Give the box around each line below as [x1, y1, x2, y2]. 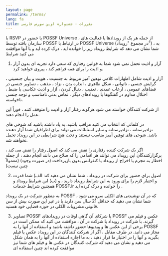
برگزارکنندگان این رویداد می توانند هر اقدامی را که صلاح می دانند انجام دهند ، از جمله [5, 152, 162, 158]
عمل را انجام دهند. [5, 112, 40, 118]
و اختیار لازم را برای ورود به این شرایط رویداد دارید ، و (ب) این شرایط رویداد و [12, 178, 158, 184]
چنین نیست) [5, 163, 28, 169]
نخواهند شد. [5, 137, 28, 143]
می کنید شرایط [5, 51, 34, 57]
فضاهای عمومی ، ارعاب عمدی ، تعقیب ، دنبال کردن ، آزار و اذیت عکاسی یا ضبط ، [5, 86, 156, 92]
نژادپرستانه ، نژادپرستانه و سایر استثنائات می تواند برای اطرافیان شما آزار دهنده [5, 127, 153, 133]
